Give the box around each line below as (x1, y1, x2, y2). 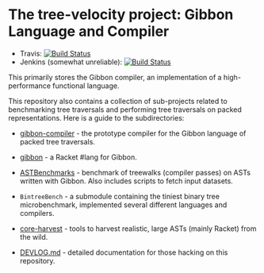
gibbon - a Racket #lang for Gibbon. (19, 152, 137, 162)
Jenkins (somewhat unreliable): (19, 57, 123, 67)
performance (8, 81, 52, 90)
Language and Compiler (8, 22, 170, 40)
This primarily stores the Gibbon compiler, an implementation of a (8, 72, 222, 82)
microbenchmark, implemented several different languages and (19, 200, 228, 210)
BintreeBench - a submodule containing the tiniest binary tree (19, 191, 220, 201)
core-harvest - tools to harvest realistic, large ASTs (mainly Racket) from (19, 224, 257, 233)
